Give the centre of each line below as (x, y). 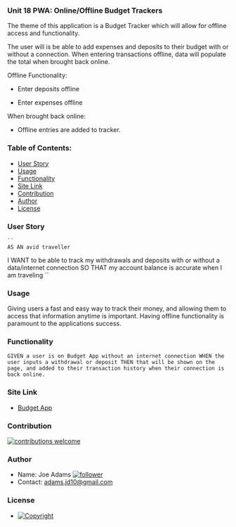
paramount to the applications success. (64, 324)
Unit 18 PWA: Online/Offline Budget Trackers (85, 11)
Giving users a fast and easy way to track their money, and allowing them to (117, 308)
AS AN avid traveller (39, 247)
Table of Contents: (40, 148)
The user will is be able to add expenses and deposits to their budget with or (118, 47)
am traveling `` (28, 275)
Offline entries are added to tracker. (69, 130)
